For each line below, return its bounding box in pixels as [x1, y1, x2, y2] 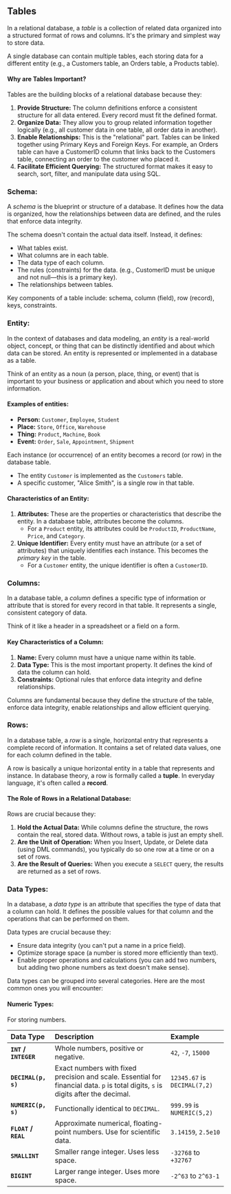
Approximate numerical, [54, 1118, 132, 1128]
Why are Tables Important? [7, 75, 87, 83]
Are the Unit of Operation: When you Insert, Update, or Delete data [16, 838, 208, 846]
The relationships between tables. [16, 281, 113, 289]
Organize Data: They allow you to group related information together [16, 119, 212, 127]
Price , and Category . [27, 532, 86, 540]
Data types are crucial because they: [7, 928, 111, 937]
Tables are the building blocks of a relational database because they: [7, 90, 202, 99]
